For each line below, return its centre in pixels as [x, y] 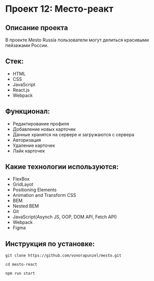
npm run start [20, 273]
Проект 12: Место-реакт [59, 9]
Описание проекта [37, 28]
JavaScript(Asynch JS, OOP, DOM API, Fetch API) [65, 217]
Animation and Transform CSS [44, 195]
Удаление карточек [34, 145]
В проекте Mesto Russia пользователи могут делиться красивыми [77, 40]
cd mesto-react [21, 265]
